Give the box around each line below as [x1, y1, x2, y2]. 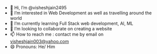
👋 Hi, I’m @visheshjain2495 [10, 5, 67, 10]
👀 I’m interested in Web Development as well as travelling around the [10, 10, 152, 16]
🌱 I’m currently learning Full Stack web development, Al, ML [10, 20, 134, 26]
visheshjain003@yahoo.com [10, 39, 69, 44]
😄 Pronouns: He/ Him [10, 44, 55, 50]
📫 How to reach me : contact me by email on [10, 31, 104, 37]
